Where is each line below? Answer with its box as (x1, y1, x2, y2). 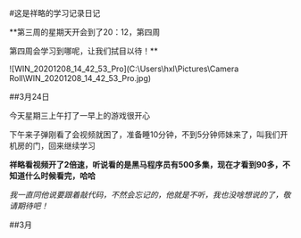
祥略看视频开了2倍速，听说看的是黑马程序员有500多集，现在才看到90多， (9, 160, 283, 169)
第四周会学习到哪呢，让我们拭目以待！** (9, 45, 159, 56)
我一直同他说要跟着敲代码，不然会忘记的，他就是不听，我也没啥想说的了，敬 (9, 190, 291, 200)
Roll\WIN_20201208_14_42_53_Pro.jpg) (9, 73, 152, 83)
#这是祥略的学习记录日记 (9, 8, 101, 18)
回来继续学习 (47, 141, 96, 151)
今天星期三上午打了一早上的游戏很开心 (9, 111, 150, 120)
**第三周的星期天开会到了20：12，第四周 (9, 27, 161, 37)
